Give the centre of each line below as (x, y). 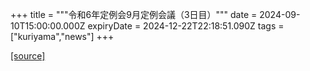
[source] (28, 56)
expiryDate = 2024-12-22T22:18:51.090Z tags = (186, 26)
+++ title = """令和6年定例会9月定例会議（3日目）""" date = (134, 14)
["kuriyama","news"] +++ (62, 36)
